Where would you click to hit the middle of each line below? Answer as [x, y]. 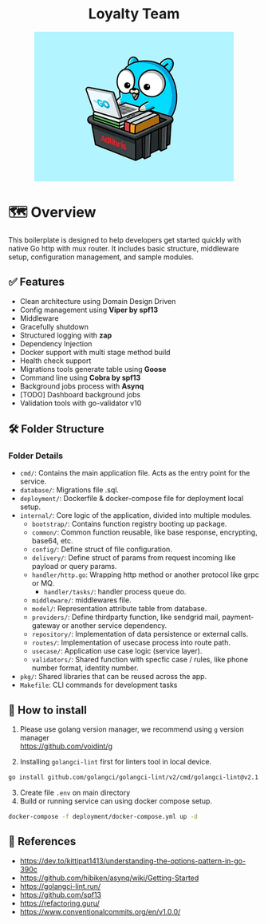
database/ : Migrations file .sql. [69, 490]
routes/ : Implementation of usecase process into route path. [131, 642]
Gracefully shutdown [54, 326]
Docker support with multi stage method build [95, 352]
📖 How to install [48, 710]
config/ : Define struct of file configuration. [102, 549]
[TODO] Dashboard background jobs [80, 394]
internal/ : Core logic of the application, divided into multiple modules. [136, 515]
